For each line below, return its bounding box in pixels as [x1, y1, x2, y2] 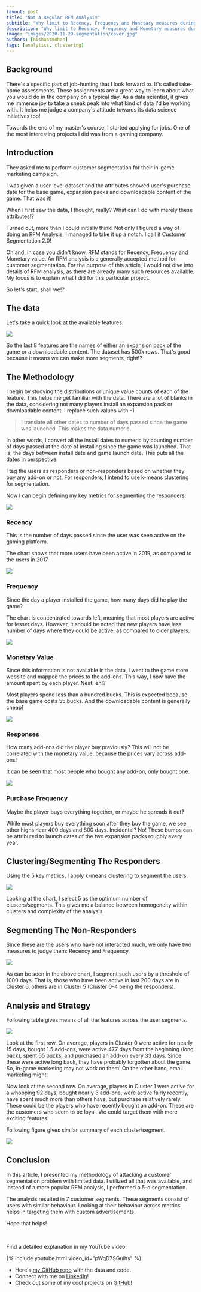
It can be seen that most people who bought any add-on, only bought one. [6, 768, 190, 775]
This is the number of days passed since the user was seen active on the [6, 532, 187, 539]
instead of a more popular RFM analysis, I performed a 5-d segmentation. [6, 1183, 187, 1191]
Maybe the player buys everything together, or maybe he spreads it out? [6, 808, 184, 815]
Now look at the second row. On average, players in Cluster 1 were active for [6, 1083, 194, 1090]
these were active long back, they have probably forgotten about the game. [6, 1058, 193, 1066]
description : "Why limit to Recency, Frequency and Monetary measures [6, 25, 186, 32]
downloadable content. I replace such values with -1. [6, 407, 136, 414]
